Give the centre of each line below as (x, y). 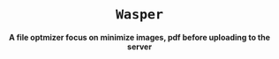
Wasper (139, 15)
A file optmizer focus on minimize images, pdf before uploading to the (139, 37)
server (139, 47)
